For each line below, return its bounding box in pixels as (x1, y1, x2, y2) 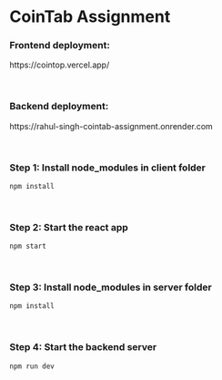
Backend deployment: (9, 100, 109, 113)
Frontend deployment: (9, 39, 111, 52)
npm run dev (9, 362, 55, 371)
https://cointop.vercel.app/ (9, 59, 110, 70)
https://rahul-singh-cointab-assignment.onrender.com (9, 120, 214, 131)
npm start (9, 241, 47, 252)
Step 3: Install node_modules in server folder (9, 281, 212, 293)
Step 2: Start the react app (9, 221, 129, 233)
